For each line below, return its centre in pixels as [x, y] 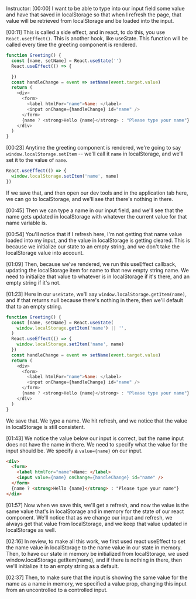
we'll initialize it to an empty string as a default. [63, 566]
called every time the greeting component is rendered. [72, 44]
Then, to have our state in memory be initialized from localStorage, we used [97, 553]
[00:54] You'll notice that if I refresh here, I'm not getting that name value [94, 234]
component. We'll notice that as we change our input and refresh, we [89, 517]
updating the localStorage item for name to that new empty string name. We [97, 270]
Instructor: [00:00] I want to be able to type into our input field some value [96, 8]
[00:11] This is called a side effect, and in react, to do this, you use [86, 32]
